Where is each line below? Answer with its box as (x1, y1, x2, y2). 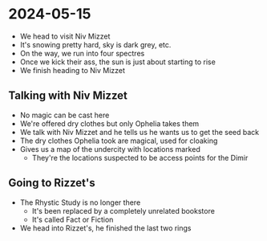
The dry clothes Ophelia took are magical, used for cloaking (19, 136, 218, 145)
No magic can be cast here (19, 110, 110, 120)
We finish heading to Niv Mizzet (19, 65, 126, 75)
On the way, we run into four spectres (19, 48, 145, 58)
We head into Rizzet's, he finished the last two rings (19, 223, 192, 233)
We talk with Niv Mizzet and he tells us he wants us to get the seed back (19, 127, 260, 137)
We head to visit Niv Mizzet (19, 31, 111, 41)
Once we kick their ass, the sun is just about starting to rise (19, 57, 216, 67)
